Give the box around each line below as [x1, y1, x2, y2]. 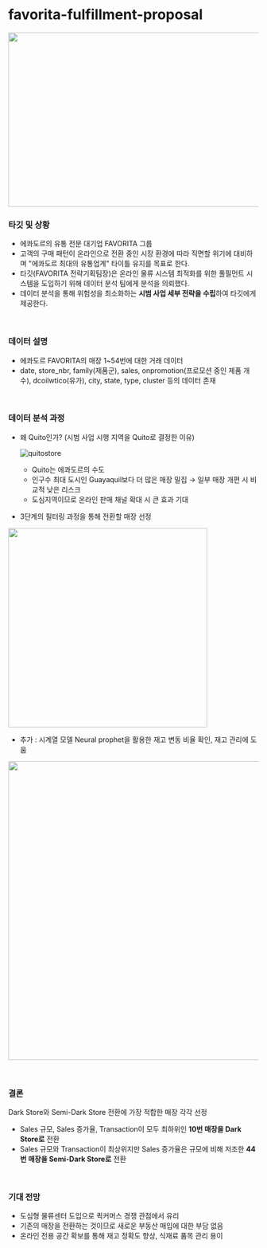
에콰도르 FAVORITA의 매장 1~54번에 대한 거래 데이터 [19, 355, 184, 365]
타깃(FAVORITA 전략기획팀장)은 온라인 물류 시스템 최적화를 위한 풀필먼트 [19, 269, 245, 278]
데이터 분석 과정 [8, 413, 65, 424]
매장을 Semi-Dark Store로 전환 [27, 1154, 127, 1164]
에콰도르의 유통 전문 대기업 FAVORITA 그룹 [19, 239, 153, 249]
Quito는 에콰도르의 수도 [31, 465, 105, 474]
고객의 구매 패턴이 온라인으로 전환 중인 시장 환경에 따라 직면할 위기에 [19, 249, 232, 258]
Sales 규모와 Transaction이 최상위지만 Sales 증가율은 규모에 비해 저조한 [19, 1144, 245, 1154]
